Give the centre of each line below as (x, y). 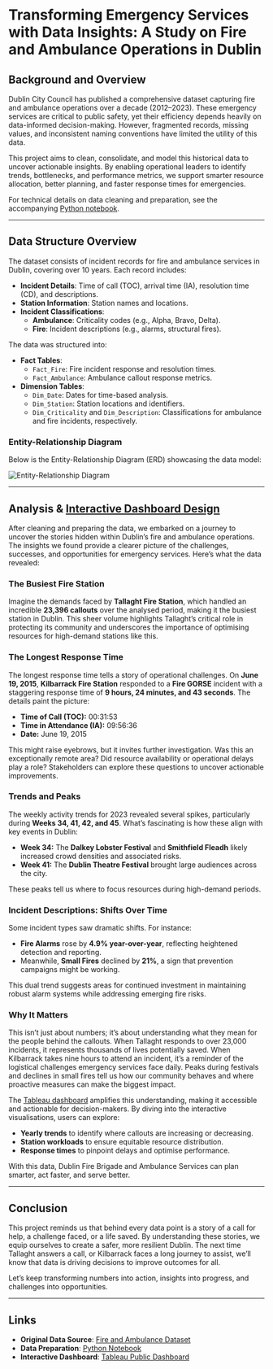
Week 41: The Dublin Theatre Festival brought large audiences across (139, 865)
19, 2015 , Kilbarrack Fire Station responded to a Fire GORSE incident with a (135, 683)
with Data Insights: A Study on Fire (128, 32)
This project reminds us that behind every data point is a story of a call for (132, 1228)
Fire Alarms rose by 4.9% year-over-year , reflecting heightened (129, 944)
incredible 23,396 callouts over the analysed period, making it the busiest (133, 610)
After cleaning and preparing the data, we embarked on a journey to (122, 528)
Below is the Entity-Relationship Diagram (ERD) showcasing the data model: (135, 460)
